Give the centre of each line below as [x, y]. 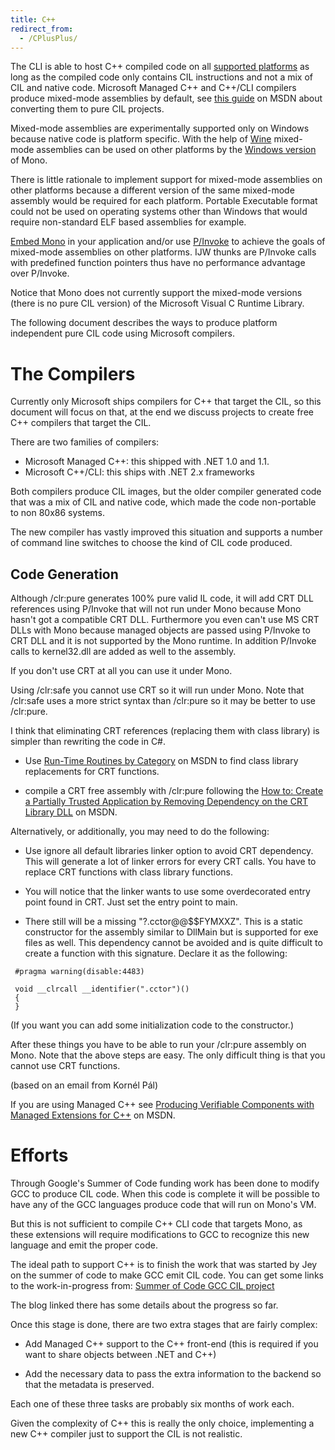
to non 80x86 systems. [58, 513]
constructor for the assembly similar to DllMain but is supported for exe [171, 932]
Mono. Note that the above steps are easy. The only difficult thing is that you [168, 1055]
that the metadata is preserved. [89, 1385]
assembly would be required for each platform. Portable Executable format [164, 201]
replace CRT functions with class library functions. [129, 872]
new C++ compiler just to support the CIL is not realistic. [126, 1434]
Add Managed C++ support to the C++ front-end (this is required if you [171, 1344]
